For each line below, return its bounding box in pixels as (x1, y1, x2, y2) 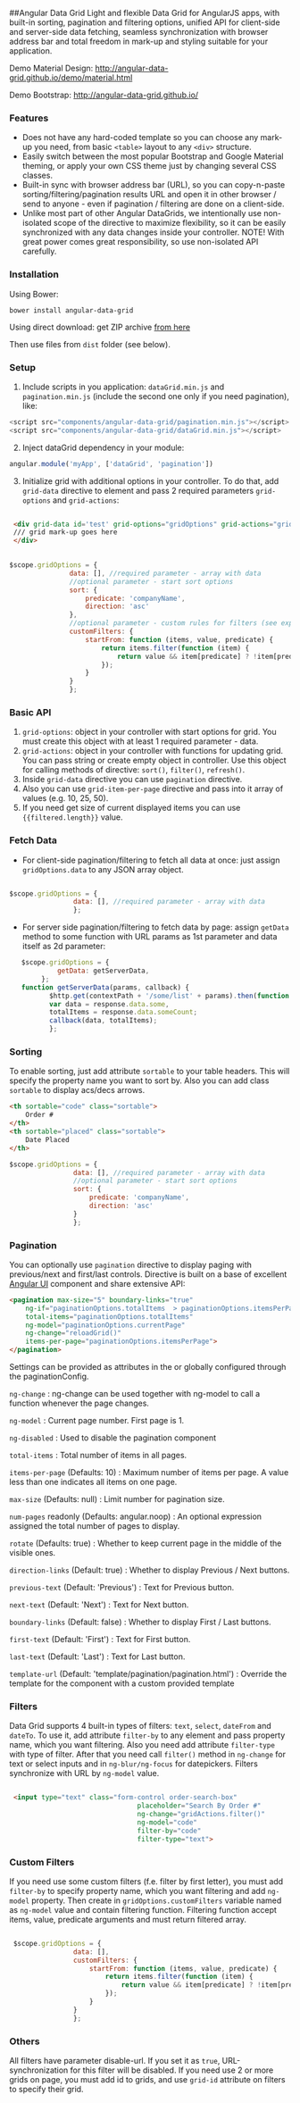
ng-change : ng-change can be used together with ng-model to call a (9, 1389, 261, 1399)
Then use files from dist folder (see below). (9, 338, 171, 349)
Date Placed (25, 1135, 70, 1144)
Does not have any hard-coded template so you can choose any (21, 132, 259, 143)
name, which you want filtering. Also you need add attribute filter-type (9, 1740, 275, 1750)
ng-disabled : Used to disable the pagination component (9, 1432, 217, 1443)
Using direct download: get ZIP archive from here (9, 321, 190, 332)
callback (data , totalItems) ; (48, 1016, 158, 1025)
